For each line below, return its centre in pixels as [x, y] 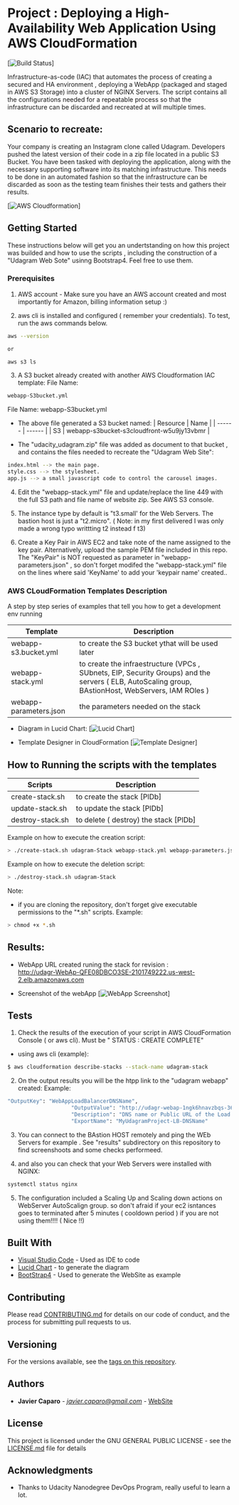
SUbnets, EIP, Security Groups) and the [145, 673]
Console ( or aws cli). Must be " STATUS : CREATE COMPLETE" [111, 1041]
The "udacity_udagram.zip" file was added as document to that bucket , [123, 445]
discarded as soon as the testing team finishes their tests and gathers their [117, 184]
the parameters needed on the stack [140, 707]
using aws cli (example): [53, 1054]
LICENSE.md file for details [47, 1448]
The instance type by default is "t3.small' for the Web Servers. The [115, 513]
